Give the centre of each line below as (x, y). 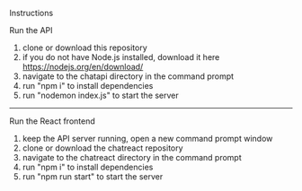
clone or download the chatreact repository (102, 148)
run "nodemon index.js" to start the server (101, 95)
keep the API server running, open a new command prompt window (147, 139)
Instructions (31, 13)
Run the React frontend (53, 121)
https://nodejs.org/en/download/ (83, 67)
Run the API (31, 30)
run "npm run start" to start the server (93, 177)
